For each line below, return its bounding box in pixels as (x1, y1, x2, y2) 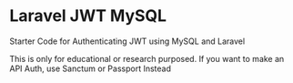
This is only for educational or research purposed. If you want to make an (9, 53, 285, 64)
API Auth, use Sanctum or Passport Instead (9, 63, 171, 74)
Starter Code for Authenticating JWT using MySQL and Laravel (9, 36, 246, 47)
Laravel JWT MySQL (9, 5, 167, 26)
